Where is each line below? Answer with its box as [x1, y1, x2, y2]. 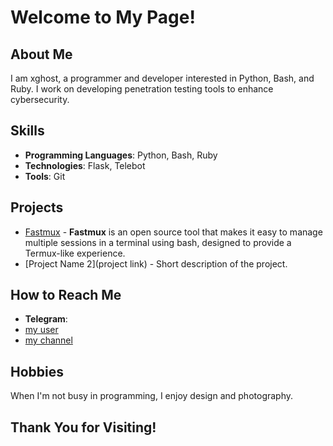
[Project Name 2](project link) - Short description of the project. [24, 257, 288, 270]
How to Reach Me [10, 287, 122, 304]
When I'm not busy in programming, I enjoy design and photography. [10, 390, 294, 402]
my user [24, 324, 59, 336]
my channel [24, 334, 73, 346]
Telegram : [24, 313, 68, 325]
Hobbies [10, 363, 65, 380]
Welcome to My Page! [10, 6, 196, 29]
